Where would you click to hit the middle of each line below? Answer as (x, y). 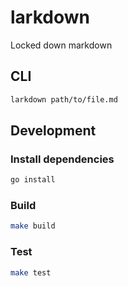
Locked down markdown (61, 45)
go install (33, 180)
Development (53, 131)
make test (31, 272)
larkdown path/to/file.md (64, 99)
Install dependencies (62, 159)
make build (33, 226)
